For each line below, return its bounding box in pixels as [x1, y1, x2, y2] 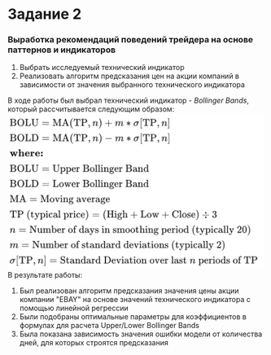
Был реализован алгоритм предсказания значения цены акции [19, 286, 239, 296]
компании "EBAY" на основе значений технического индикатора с [19, 295, 251, 305]
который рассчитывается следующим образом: [7, 104, 175, 114]
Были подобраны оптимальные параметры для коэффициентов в [19, 312, 247, 322]
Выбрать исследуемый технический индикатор [19, 63, 185, 72]
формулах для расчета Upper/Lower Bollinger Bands [19, 321, 200, 331]
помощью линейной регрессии [19, 303, 129, 313]
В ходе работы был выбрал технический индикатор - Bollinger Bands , [7, 95, 250, 106]
